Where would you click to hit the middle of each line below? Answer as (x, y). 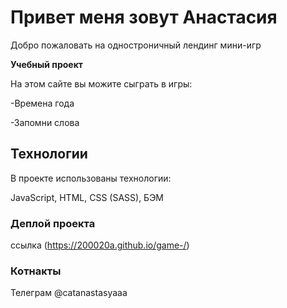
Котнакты (36, 271)
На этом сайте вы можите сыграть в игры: (101, 83)
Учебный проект (46, 64)
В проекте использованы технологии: (91, 178)
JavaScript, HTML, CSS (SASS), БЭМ (87, 197)
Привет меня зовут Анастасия (144, 17)
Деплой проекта (53, 223)
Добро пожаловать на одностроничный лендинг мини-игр (136, 45)
